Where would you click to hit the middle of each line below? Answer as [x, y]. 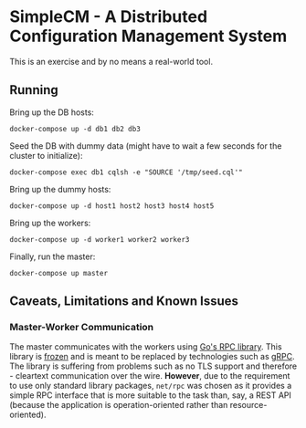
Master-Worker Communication [82, 328]
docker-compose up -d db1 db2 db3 [75, 129]
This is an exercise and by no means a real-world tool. [111, 61]
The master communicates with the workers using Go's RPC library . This [146, 347]
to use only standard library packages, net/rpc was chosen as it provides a [151, 386]
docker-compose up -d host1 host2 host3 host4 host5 [112, 206]
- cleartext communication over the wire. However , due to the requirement [150, 376]
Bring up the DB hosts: [52, 112]
